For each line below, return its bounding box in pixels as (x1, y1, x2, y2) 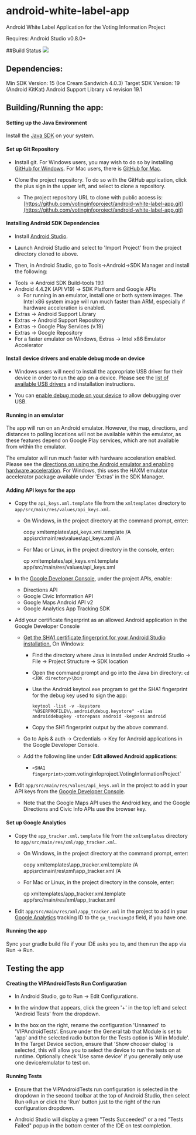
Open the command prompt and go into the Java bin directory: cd (32, 670, 190, 677)
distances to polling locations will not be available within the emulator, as (6, 431, 181, 438)
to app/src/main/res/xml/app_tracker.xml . (14, 838, 117, 845)
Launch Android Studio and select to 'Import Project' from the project (14, 244, 182, 251)
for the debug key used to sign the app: (32, 692, 128, 699)
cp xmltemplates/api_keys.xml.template (23, 558, 119, 565)
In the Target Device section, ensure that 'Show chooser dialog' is (14, 1041, 174, 1048)
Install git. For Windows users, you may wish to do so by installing (14, 158, 174, 165)
